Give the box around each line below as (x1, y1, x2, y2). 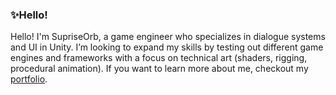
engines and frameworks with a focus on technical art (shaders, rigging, (10, 52, 308, 64)
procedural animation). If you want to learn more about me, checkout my (10, 63, 309, 75)
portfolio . (10, 73, 48, 85)
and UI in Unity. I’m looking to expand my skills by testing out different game (10, 41, 324, 53)
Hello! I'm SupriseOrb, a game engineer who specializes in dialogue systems (10, 31, 326, 43)
